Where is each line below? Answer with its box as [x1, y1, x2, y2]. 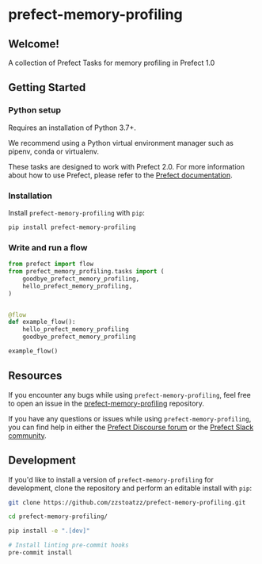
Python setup [8, 105, 62, 116]
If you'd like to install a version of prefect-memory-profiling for [8, 474, 214, 484]
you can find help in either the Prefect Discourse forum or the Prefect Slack [8, 422, 254, 432]
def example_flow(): [8, 318, 77, 326]
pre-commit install [8, 549, 73, 557]
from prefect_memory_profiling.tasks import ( [8, 268, 165, 276]
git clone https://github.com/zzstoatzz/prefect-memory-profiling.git [8, 498, 246, 506]
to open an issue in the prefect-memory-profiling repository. [8, 398, 204, 408]
